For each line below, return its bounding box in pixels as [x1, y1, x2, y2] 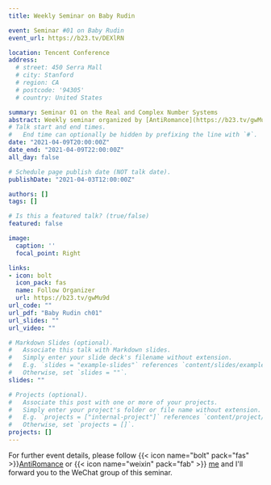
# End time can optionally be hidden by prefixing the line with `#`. [8, 131, 258, 139]
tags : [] [8, 197, 38, 206]
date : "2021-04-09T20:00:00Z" [8, 138, 110, 146]
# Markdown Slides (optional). [8, 339, 114, 347]
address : [8, 56, 38, 65]
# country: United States [15, 94, 103, 102]
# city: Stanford [15, 71, 74, 79]
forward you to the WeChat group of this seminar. [8, 467, 173, 477]
